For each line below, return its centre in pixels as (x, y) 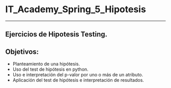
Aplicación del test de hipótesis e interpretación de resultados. (78, 80)
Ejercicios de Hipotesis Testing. (56, 34)
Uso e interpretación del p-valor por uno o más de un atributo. (78, 75)
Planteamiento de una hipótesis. (46, 64)
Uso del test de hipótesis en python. (50, 69)
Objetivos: (22, 52)
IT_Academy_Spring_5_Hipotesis (76, 9)
